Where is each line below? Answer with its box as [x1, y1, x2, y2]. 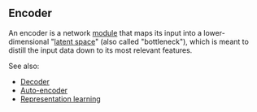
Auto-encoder [20, 85, 68, 95]
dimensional [8, 37, 50, 46]
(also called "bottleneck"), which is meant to [100, 37, 250, 46]
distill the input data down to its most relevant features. [8, 45, 193, 55]
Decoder [20, 76, 50, 86]
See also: [8, 61, 40, 71]
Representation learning [20, 93, 102, 104]
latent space [54, 37, 96, 46]
